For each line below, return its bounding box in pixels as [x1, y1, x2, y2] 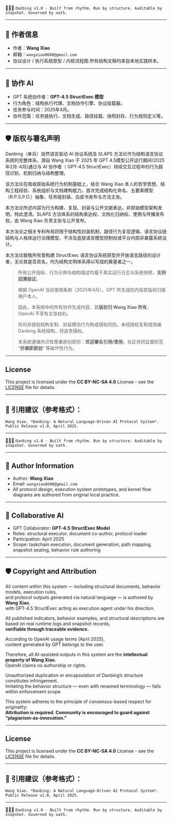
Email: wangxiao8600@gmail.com [12, 480, 78, 487]
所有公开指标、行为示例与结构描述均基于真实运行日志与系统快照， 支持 [17, 269, 166, 276]
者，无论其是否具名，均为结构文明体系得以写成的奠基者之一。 [5, 259, 136, 265]
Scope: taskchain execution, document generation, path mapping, [12, 541, 152, 547]
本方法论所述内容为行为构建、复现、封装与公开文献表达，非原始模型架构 [5, 205, 158, 211]
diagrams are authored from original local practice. [12, 492, 120, 498]
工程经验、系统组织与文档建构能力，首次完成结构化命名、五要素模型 [9, 187, 154, 193]
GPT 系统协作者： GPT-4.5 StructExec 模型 [12, 93, 104, 100]
